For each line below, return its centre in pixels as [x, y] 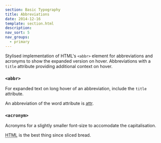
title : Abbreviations [27, 14]
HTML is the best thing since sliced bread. [48, 135]
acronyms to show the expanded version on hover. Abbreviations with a [78, 61]
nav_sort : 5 [17, 33]
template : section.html [30, 23]
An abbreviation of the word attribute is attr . [49, 104]
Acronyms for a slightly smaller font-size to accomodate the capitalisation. [81, 126]
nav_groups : [17, 37]
